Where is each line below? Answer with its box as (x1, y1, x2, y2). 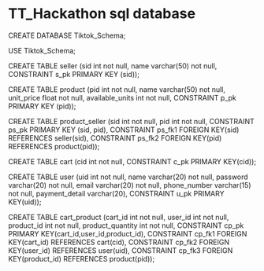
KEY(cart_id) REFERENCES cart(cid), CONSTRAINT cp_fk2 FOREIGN (8, 237, 230, 247)
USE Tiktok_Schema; (8, 46, 76, 55)
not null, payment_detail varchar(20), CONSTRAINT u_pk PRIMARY (8, 189, 225, 198)
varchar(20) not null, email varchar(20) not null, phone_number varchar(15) (8, 180, 251, 189)
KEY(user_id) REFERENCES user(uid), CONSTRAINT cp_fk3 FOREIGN (8, 245, 233, 255)
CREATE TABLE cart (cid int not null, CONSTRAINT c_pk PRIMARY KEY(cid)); (8, 156, 257, 166)
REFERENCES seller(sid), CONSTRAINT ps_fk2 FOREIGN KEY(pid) (8, 133, 222, 142)
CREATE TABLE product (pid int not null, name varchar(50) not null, (8, 84, 226, 94)
